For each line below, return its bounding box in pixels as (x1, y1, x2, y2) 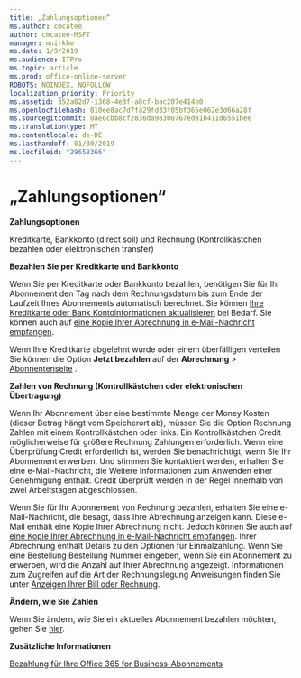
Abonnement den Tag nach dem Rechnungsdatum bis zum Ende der (9, 288, 263, 299)
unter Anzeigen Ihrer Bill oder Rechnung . (9, 579, 160, 590)
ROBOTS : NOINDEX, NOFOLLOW (9, 80, 111, 89)
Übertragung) (9, 390, 62, 401)
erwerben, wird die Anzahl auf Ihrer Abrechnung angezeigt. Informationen (9, 559, 284, 570)
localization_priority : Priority (9, 88, 135, 98)
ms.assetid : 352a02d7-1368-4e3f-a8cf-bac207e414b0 (9, 97, 204, 107)
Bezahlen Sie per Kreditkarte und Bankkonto (9, 261, 179, 272)
